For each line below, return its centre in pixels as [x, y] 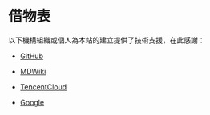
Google [32, 102]
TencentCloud [43, 87]
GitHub [32, 56]
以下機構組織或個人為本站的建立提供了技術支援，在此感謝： [107, 40]
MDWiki [33, 71]
